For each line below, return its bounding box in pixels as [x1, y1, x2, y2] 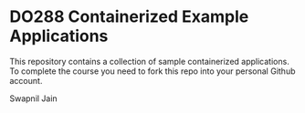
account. [9, 75, 43, 86]
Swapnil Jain [9, 93, 58, 104]
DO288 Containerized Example [9, 6, 249, 27]
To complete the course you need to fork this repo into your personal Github [9, 66, 296, 77]
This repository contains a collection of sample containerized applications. [9, 56, 289, 67]
